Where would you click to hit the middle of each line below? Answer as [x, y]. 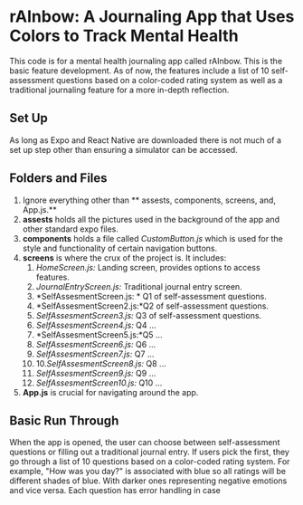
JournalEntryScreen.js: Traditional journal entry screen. [139, 286]
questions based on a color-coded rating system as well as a [169, 80]
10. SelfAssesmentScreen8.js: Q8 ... [101, 363]
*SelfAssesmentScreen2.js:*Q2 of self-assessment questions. [152, 306]
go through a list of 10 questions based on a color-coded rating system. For [150, 462]
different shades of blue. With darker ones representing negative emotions [148, 481]
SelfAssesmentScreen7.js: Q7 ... [95, 354]
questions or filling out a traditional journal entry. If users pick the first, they [149, 452]
